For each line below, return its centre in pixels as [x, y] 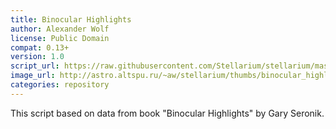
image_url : [33, 76]
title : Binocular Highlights [71, 19]
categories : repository [60, 85]
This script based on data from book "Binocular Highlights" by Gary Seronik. [167, 113]
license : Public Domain [60, 38]
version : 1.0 [37, 57]
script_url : [35, 66]
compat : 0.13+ [40, 47]
